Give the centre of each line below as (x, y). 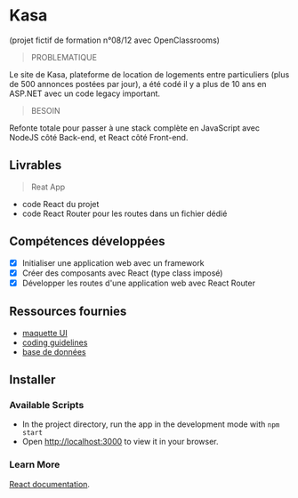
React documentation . (50, 484)
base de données (54, 351)
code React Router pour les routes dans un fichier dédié (125, 213)
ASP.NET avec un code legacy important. (85, 93)
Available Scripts (47, 405)
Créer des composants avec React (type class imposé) (122, 273)
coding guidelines (55, 342)
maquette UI (45, 333)
